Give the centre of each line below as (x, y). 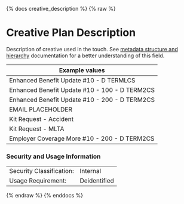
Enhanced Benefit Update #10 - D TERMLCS (72, 80)
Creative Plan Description (71, 33)
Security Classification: (42, 171)
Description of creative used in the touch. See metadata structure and (92, 49)
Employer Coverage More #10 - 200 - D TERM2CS (82, 138)
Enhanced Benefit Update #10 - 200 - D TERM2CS (82, 100)
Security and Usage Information (53, 156)
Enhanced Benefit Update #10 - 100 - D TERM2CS (82, 90)
